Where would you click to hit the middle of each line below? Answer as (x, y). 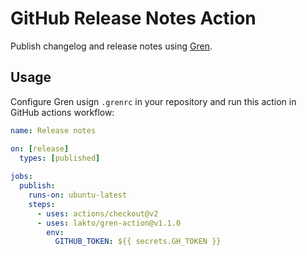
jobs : (21, 177)
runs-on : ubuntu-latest (78, 195)
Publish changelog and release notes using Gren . (111, 46)
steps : (42, 204)
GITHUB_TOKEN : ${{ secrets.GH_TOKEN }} (138, 242)
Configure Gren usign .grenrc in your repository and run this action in (153, 101)
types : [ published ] (60, 158)
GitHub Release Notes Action (133, 18)
